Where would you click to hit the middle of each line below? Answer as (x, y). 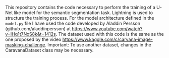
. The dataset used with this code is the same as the (110, 34)
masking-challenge (25, 45)
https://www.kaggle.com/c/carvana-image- (107, 39)
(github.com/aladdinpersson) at (38, 29)
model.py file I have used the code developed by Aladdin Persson (73, 23)
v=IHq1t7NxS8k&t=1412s (31, 34)
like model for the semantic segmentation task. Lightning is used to (83, 13)
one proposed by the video (33, 39)
